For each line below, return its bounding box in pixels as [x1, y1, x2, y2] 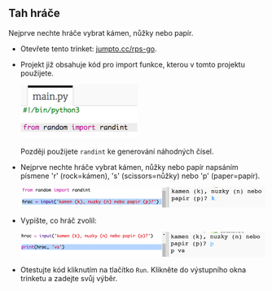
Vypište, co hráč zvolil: [20, 215, 97, 225]
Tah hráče [8, 7, 61, 20]
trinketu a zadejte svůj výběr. [20, 274, 118, 284]
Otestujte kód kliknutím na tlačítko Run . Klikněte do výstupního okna [20, 265, 247, 275]
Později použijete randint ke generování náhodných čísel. [20, 146, 214, 156]
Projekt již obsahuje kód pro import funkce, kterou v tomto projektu [20, 59, 246, 69]
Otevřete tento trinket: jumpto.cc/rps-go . [20, 44, 157, 54]
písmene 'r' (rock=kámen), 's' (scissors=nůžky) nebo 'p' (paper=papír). [20, 171, 261, 180]
